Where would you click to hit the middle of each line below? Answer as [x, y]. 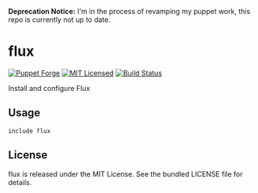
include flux [29, 131]
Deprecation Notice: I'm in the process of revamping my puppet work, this [129, 11]
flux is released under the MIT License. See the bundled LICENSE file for [125, 174]
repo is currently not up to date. [59, 20]
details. [20, 182]
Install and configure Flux [49, 88]
